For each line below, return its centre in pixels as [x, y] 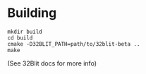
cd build [20, 38]
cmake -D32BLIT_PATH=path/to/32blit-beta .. [74, 44]
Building [32, 13]
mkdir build [25, 32]
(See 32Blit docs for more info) [52, 63]
